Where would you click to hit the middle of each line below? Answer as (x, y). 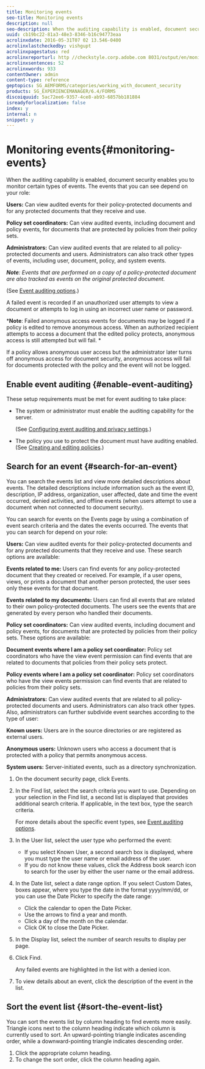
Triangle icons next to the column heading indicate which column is (91, 1028)
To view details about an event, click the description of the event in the (104, 981)
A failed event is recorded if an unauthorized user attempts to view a (92, 303)
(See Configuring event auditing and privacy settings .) (83, 429)
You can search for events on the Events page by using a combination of (98, 519)
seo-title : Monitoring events (45, 18)
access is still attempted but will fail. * (54, 340)
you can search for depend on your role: (57, 532)
